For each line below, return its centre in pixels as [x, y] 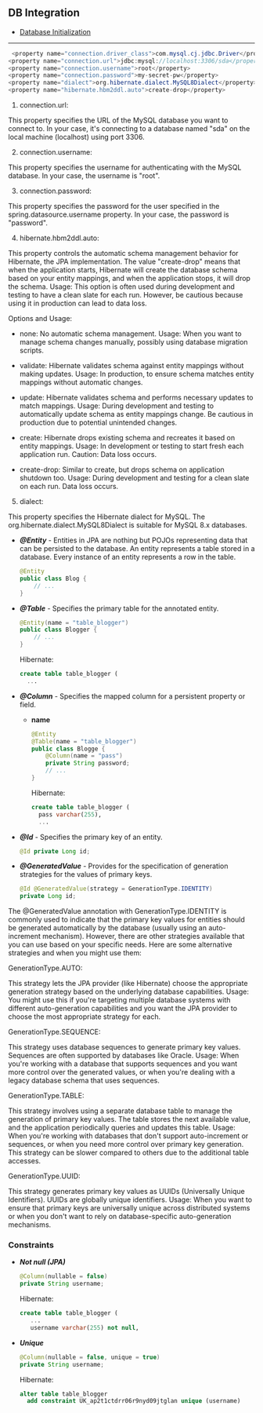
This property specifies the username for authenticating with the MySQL [125, 167]
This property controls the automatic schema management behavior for [123, 254]
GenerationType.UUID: [44, 1176]
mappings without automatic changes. [81, 382]
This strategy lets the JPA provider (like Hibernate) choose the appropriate [128, 984]
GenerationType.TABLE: [46, 1096]
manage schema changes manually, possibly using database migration [133, 342]
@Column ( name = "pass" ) [84, 756]
